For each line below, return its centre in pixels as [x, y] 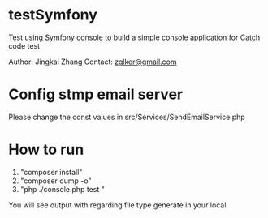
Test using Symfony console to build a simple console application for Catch [134, 37]
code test [24, 45]
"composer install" [51, 172]
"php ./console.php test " [63, 189]
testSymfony [53, 15]
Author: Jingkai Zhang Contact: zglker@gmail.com [93, 62]
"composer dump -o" [56, 181]
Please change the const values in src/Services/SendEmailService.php [127, 117]
